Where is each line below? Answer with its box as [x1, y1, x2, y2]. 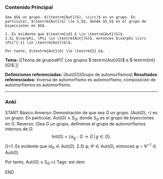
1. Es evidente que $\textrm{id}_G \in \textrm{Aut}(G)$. [5, 32, 125, 37]
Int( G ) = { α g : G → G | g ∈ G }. [51, 134, 112, 141]
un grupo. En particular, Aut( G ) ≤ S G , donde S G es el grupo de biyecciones [5, 115, 154, 122]
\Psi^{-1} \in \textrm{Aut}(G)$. [5, 40, 73, 45]
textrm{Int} [133, 57, 155, 63]
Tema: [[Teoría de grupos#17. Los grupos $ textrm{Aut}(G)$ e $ [5, 57, 132, 63]
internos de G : [5, 126, 33, 132]
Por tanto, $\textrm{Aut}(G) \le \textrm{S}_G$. [5, 49, 105, 54]
